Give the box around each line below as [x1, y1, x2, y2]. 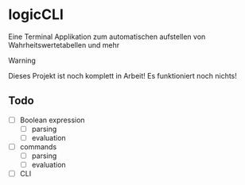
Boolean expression [19, 115, 85, 125]
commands [19, 141, 57, 152]
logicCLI [8, 6, 64, 24]
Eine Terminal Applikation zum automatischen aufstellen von [8, 32, 206, 41]
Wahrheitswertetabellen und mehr [8, 40, 120, 49]
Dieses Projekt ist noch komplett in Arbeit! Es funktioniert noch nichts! [8, 71, 237, 80]
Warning [8, 56, 36, 65]
